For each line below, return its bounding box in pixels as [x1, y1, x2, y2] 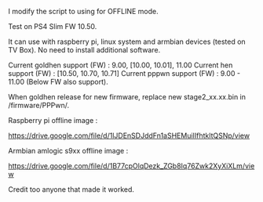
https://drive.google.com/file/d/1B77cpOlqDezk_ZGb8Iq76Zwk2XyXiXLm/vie [8, 161, 255, 171]
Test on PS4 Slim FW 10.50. [8, 22, 97, 31]
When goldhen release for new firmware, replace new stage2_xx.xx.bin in [8, 92, 246, 101]
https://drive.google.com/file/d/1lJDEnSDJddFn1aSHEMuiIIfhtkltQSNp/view [8, 131, 250, 140]
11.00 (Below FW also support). [8, 78, 108, 86]
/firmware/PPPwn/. [8, 101, 70, 110]
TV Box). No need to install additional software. [8, 45, 161, 54]
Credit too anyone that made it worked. [8, 185, 135, 194]
